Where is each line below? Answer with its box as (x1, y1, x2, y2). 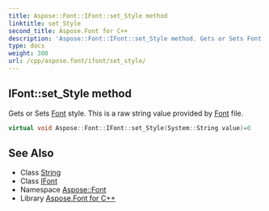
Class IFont (19, 176, 58, 186)
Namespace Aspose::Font (19, 185, 107, 195)
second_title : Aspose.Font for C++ (8, 27, 128, 35)
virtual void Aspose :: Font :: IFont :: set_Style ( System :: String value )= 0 (8, 124, 251, 132)
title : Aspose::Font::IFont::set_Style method (8, 11, 168, 20)
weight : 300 (8, 49, 48, 57)
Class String (19, 167, 61, 178)
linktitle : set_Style (8, 19, 82, 27)
